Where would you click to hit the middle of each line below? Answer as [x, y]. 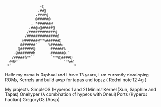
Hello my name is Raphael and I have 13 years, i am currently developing [77, 75]
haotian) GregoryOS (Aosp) [32, 99]
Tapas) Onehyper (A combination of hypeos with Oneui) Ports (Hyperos [76, 94]
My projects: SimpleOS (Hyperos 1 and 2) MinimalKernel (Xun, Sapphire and [80, 89]
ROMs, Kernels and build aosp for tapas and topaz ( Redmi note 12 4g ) [76, 80]
